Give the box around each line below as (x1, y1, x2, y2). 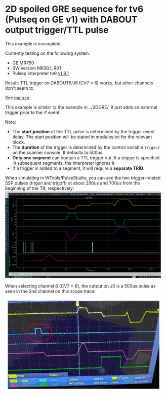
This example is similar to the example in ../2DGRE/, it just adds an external (5, 104, 157, 110)
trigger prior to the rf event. (5, 109, 61, 115)
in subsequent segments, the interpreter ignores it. (12, 160, 116, 166)
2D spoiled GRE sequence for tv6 (5, 3, 144, 15)
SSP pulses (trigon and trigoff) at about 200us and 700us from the (5, 180, 140, 186)
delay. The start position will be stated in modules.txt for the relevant (12, 134, 152, 140)
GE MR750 (12, 60, 35, 66)
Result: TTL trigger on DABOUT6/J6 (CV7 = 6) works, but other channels (5, 80, 153, 86)
